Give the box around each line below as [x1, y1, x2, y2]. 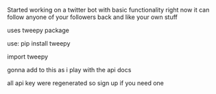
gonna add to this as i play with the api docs [7, 66, 132, 74]
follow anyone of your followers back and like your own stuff [7, 13, 178, 21]
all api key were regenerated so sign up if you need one [7, 79, 165, 87]
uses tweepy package [7, 27, 70, 34]
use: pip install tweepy [7, 40, 71, 47]
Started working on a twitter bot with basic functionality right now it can [7, 6, 210, 14]
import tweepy [7, 52, 49, 61]
